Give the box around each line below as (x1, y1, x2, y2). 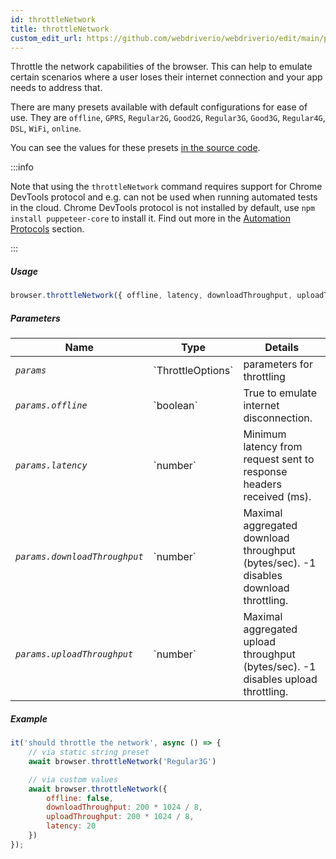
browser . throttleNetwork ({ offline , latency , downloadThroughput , (10, 291, 293, 301)
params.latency (15, 460, 88, 471)
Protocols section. (10, 223, 85, 235)
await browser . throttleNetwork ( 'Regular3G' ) (28, 756, 217, 766)
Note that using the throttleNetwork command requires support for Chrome (10, 181, 323, 193)
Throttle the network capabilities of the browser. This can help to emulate (10, 61, 313, 73)
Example (10, 712, 48, 725)
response (243, 465, 288, 479)
